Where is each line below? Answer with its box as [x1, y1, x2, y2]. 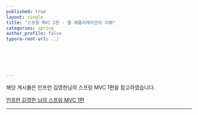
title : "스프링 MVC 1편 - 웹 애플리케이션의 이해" [6, 19, 116, 25]
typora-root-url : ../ [6, 36, 60, 42]
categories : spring [6, 25, 54, 31]
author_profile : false [6, 31, 62, 37]
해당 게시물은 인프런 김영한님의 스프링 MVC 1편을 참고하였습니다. [6, 84, 156, 91]
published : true [6, 8, 46, 15]
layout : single [6, 14, 44, 20]
